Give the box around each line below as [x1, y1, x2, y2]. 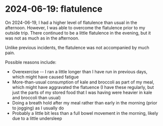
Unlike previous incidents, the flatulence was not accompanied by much [5, 44, 149, 50]
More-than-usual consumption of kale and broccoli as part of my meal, [12, 79, 155, 85]
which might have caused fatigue [12, 74, 79, 80]
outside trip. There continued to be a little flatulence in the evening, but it [5, 30, 151, 36]
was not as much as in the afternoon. [5, 35, 79, 41]
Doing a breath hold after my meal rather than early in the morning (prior [12, 100, 157, 105]
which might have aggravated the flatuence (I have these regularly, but [12, 84, 154, 90]
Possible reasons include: [5, 59, 57, 65]
